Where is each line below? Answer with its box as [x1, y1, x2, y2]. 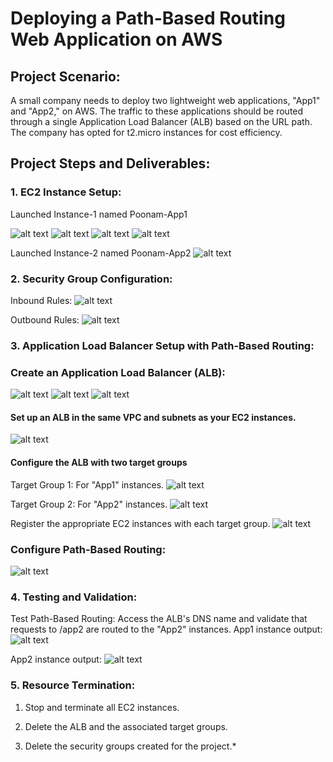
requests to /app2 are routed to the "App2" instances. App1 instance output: [10, 623, 323, 636]
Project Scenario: [10, 68, 121, 85]
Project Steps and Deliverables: [10, 155, 211, 172]
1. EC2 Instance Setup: [10, 185, 122, 199]
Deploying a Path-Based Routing [10, 7, 286, 30]
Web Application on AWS [10, 28, 223, 51]
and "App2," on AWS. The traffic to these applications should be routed [10, 105, 304, 117]
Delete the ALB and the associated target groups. [24, 720, 228, 732]
